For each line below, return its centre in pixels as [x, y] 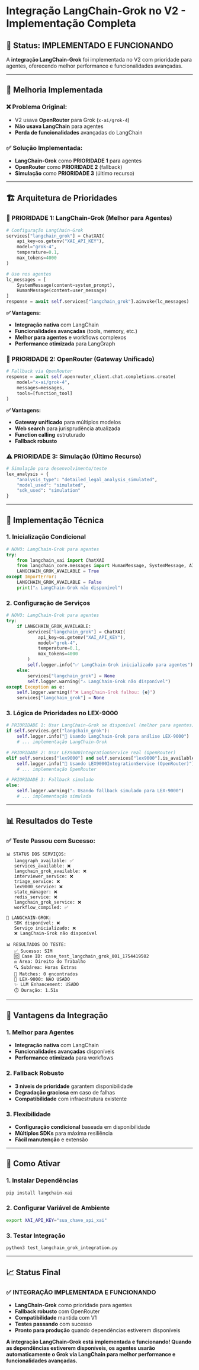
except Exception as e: [36, 687]
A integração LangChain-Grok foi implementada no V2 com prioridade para [99, 60]
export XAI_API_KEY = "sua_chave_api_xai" [57, 1220]
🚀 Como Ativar [33, 1163]
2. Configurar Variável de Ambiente [58, 1208]
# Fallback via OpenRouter [39, 372]
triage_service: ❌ [37, 881]
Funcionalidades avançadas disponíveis [65, 1051]
